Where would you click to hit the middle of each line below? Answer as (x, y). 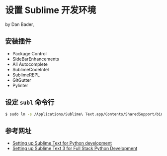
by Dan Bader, (20, 24)
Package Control (30, 53)
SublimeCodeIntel (31, 69)
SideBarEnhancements (36, 59)
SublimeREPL (26, 75)
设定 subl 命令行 (30, 102)
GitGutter (22, 80)
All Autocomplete (30, 64)
